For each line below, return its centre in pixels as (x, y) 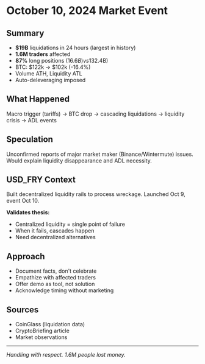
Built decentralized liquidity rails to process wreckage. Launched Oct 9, (96, 194)
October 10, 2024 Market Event (87, 11)
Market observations (41, 337)
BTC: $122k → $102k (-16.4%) (53, 67)
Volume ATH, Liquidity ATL (49, 73)
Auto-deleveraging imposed (50, 80)
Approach (26, 256)
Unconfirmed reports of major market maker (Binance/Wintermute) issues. (100, 154)
